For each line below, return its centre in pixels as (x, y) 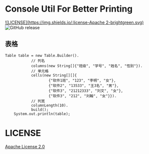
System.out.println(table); (42, 114)
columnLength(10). (50, 105)
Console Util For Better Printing (69, 9)
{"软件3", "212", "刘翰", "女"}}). (83, 96)
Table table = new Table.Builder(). (42, 55)
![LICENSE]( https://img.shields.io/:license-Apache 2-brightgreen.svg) (74, 22)
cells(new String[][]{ (54, 75)
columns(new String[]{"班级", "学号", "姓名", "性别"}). (87, 66)
